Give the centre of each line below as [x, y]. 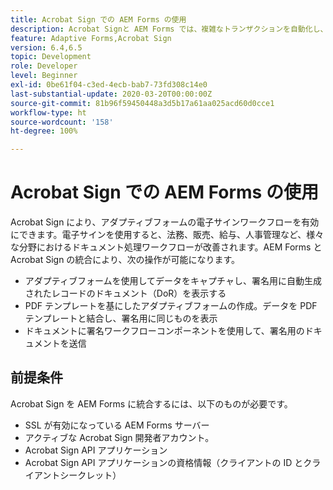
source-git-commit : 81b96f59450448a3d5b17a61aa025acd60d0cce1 [142, 103]
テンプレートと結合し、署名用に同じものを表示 [121, 318]
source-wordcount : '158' [62, 122]
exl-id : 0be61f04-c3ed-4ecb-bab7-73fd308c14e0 [109, 85]
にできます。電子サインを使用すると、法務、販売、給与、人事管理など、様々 [167, 235]
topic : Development [51, 57]
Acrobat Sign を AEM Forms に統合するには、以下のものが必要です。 [151, 403]
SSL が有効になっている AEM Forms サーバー [117, 425]
